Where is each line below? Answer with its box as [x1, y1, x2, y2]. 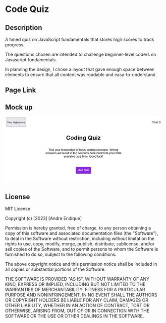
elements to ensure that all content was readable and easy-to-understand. [5, 72, 157, 78]
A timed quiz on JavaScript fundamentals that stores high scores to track [5, 36, 155, 42]
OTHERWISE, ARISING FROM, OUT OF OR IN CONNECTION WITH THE [5, 308, 150, 314]
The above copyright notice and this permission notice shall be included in [5, 261, 157, 267]
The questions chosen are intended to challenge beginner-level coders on [5, 51, 157, 57]
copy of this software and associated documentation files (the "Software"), [5, 230, 159, 236]
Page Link [5, 86, 36, 95]
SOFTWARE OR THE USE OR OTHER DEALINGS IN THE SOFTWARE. [5, 313, 144, 319]
